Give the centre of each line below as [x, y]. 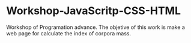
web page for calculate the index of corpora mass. [68, 33]
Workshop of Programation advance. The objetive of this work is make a [95, 27]
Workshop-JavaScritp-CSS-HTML [94, 11]
